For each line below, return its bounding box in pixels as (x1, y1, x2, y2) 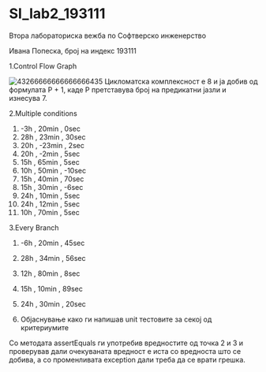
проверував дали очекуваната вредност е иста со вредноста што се (9, 346, 242, 355)
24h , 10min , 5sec (20, 191, 81, 200)
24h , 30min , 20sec (20, 299, 86, 308)
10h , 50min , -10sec (20, 166, 86, 175)
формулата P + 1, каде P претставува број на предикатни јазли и (9, 84, 227, 95)
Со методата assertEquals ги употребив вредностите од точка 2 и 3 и (9, 338, 244, 348)
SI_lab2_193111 (9, 5, 106, 23)
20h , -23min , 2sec (20, 140, 85, 150)
